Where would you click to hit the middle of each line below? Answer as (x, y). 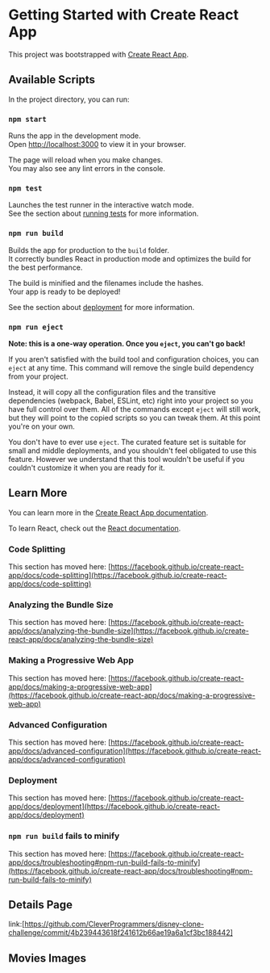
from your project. (38, 376)
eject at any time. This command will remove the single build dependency (131, 367)
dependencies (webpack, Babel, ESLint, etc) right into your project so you (131, 401)
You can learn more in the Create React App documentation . (108, 512)
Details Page (41, 905)
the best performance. (46, 267)
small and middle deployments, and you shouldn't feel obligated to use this (133, 451)
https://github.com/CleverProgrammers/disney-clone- (114, 924)
